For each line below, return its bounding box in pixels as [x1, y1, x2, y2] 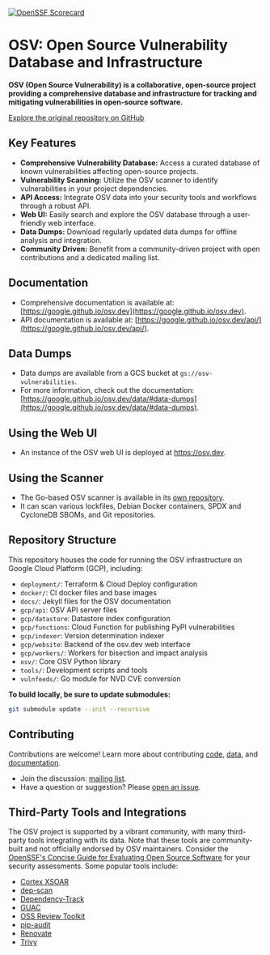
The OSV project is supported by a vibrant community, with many [8, 827, 226, 837]
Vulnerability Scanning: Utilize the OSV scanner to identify [19, 175, 218, 185]
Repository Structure [8, 533, 117, 547]
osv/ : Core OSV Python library [19, 656, 121, 666]
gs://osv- [179, 369, 213, 378]
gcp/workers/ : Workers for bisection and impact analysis [19, 648, 209, 658]
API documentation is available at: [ [19, 314, 138, 324]
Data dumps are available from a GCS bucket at [19, 369, 179, 378]
